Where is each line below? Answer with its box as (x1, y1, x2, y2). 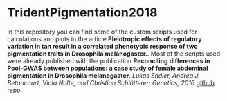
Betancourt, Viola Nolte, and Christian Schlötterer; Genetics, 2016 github (7, 78, 215, 87)
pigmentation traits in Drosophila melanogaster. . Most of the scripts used (7, 49, 221, 58)
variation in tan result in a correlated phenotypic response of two (7, 42, 199, 50)
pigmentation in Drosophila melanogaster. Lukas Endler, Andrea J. (7, 71, 201, 80)
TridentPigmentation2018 (7, 5, 158, 21)
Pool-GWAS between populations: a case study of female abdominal (7, 64, 208, 72)
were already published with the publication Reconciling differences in (7, 56, 210, 65)
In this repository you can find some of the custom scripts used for (7, 27, 198, 36)
